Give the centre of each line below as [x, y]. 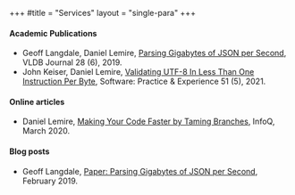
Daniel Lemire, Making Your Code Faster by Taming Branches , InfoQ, [148, 122]
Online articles [37, 102]
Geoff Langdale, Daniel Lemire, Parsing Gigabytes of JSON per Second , [154, 53]
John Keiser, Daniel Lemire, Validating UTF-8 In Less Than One [138, 72]
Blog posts [29, 151]
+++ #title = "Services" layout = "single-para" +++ [103, 13]
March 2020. [46, 131]
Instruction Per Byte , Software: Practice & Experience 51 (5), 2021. [144, 81]
